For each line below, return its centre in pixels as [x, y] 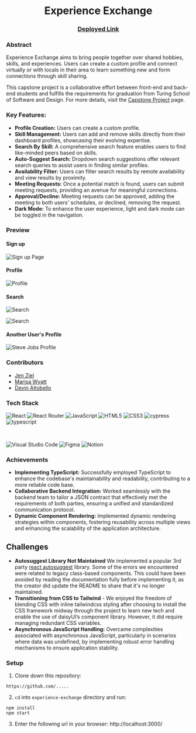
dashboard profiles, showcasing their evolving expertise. [83, 140]
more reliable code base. [44, 485]
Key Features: [26, 115]
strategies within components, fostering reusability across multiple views [102, 522]
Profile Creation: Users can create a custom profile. [77, 128]
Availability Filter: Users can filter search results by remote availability [100, 171]
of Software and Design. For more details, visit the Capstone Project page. [96, 100]
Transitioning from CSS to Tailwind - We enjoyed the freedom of [93, 598]
